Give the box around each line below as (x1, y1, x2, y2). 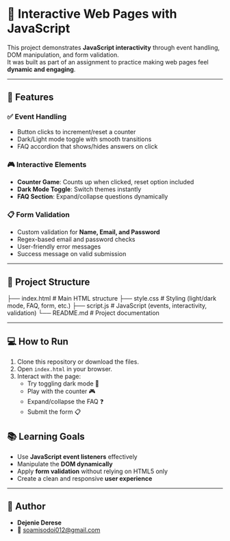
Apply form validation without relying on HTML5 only (16, 467, 168, 475)
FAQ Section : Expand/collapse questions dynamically (16, 192, 168, 201)
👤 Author (7, 501, 46, 512)
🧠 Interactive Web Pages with (7, 6, 177, 22)
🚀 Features (7, 92, 54, 103)
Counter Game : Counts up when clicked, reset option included (16, 177, 194, 186)
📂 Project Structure (7, 276, 90, 288)
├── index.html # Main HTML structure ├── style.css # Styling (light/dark (7, 294, 217, 303)
